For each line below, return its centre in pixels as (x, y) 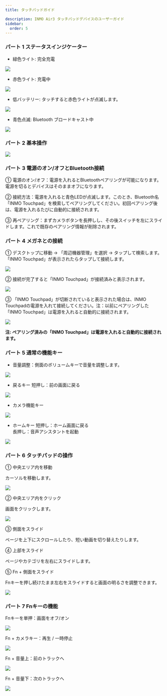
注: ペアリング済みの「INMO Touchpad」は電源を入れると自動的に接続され (83, 332)
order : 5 (19, 28)
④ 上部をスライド (24, 550)
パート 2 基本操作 (26, 143)
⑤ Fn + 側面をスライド (30, 572)
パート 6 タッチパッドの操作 (39, 455)
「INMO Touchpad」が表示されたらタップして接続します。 (66, 259)
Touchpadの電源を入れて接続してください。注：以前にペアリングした (77, 306)
